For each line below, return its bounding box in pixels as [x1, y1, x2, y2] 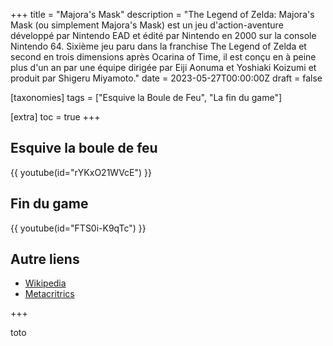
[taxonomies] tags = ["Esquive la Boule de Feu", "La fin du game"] [10, 92, 283, 103]
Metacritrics [24, 288, 75, 300]
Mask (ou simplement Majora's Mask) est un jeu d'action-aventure [10, 19, 284, 31]
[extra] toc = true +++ [10, 111, 101, 123]
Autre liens [10, 251, 80, 268]
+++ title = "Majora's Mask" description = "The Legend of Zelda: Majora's [10, 9, 315, 20]
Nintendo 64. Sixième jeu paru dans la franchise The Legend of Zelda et [10, 40, 307, 52]
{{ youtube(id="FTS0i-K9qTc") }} [10, 222, 147, 234]
